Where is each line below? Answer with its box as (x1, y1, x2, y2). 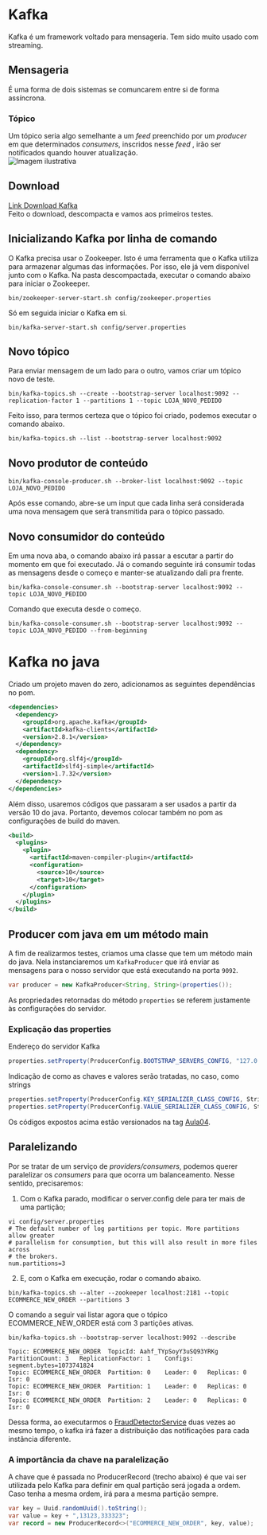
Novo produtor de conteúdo (8, 456, 149, 470)
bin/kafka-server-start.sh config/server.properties (8, 323, 187, 331)
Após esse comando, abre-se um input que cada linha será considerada (8, 498, 245, 508)
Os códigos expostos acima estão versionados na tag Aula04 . (8, 1117, 211, 1127)
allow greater (8, 1232, 56, 1240)
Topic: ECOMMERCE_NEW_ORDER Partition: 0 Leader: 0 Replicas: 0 (8, 1368, 247, 1377)
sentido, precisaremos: (8, 1178, 83, 1188)
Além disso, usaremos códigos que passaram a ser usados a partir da (8, 799, 237, 809)
